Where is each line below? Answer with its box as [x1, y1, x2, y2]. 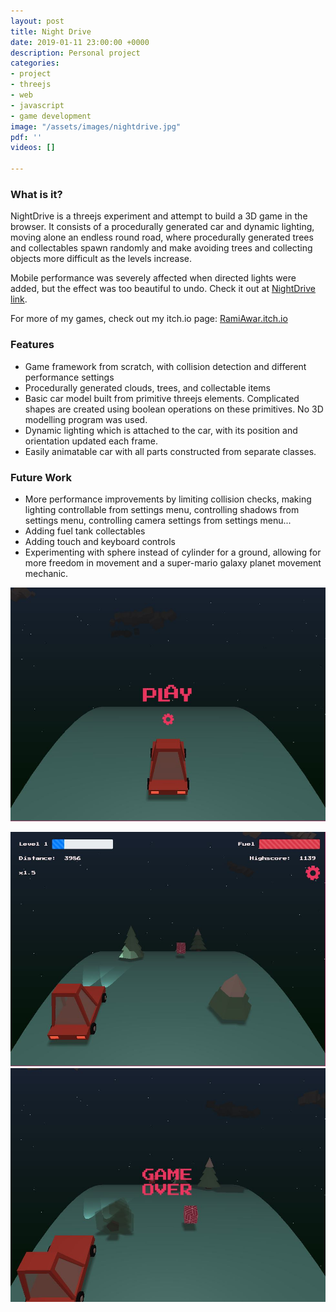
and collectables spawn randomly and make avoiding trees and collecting [10, 242, 313, 254]
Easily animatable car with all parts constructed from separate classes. [24, 445, 317, 457]
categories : [10, 58, 60, 69]
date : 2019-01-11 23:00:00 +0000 [10, 37, 150, 47]
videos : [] [10, 143, 56, 153]
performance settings [24, 371, 115, 383]
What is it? [10, 187, 63, 201]
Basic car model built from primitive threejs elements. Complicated [24, 392, 300, 404]
